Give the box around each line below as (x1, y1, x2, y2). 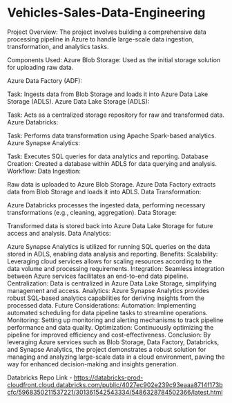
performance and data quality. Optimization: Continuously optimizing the (7, 323, 214, 331)
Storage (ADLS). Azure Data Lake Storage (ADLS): (7, 97, 150, 105)
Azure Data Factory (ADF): (7, 76, 83, 84)
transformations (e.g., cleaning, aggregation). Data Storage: (7, 208, 177, 216)
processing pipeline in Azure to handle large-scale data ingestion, (7, 35, 195, 43)
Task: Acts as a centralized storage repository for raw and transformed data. (7, 111, 225, 119)
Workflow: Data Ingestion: (7, 167, 81, 175)
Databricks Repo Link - (7, 373, 72, 382)
